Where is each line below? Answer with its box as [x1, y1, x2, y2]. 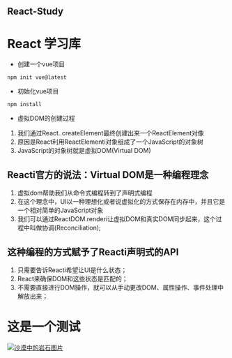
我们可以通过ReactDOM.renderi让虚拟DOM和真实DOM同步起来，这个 [17, 215, 216, 223]
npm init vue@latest [7, 74, 68, 81]
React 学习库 [7, 36, 82, 52]
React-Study [7, 6, 64, 17]
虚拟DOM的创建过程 [17, 114, 75, 123]
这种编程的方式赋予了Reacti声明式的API [7, 246, 179, 258]
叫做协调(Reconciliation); [29, 223, 101, 232]
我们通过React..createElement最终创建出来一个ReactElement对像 [17, 129, 204, 137]
